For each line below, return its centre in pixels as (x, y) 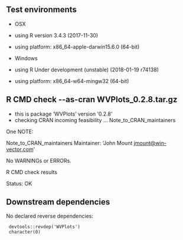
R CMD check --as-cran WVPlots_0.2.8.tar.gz (92, 100)
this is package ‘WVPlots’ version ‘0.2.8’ (63, 114)
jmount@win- (150, 143)
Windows (26, 58)
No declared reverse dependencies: (50, 216)
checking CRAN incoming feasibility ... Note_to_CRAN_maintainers (95, 120)
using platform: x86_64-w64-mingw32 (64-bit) (72, 81)
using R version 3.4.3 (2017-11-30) (56, 35)
